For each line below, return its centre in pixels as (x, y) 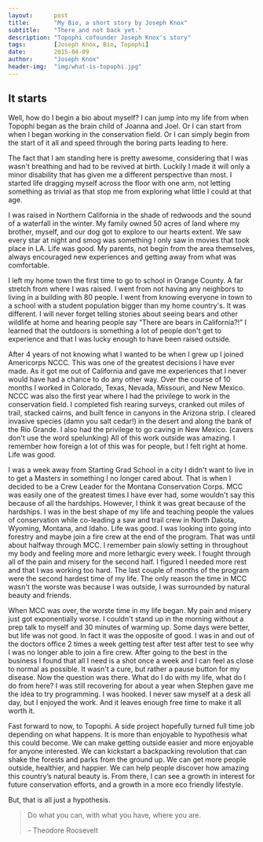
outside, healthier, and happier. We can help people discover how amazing (129, 767)
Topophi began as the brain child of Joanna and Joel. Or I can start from (125, 126)
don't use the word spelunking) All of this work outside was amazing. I (122, 438)
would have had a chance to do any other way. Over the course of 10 (119, 379)
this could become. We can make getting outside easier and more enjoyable (131, 742)
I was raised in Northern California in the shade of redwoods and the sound (130, 215)
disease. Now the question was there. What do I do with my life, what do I (127, 677)
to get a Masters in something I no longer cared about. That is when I (120, 478)
